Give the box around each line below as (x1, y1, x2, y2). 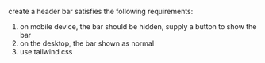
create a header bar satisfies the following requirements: (8, 7, 194, 16)
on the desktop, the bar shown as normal (19, 39, 155, 48)
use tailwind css (19, 47, 73, 56)
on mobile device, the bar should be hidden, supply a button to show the (19, 22, 257, 31)
